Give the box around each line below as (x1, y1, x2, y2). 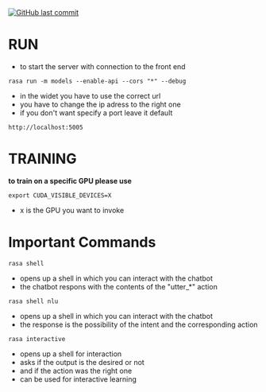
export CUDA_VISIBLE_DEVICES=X (8, 191, 112, 200)
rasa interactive (8, 335, 66, 343)
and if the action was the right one (19, 366, 133, 375)
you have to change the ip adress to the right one (19, 99, 181, 109)
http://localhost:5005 (8, 123, 83, 131)
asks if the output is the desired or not (19, 357, 145, 367)
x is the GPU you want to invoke (19, 205, 125, 215)
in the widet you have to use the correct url (19, 91, 161, 100)
